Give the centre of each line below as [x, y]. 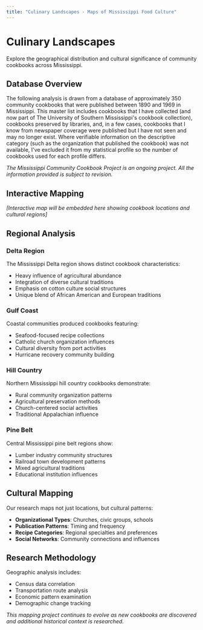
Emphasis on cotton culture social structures [71, 288]
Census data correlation [45, 584]
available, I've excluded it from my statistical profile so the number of [92, 150]
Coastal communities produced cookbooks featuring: [72, 323]
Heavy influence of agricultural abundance [68, 275]
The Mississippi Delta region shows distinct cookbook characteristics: [93, 264]
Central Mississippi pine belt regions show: [60, 443]
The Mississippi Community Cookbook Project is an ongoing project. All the [100, 168]
